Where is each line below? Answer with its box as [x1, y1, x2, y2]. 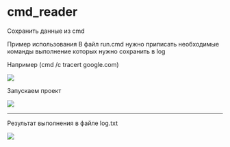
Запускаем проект [7, 86, 62, 94]
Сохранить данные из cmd [7, 27, 85, 35]
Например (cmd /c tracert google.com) [7, 60, 119, 68]
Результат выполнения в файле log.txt [7, 119, 118, 127]
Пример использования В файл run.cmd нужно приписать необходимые [7, 40, 220, 48]
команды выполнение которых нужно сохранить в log [7, 47, 166, 55]
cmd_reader [7, 4, 78, 20]
